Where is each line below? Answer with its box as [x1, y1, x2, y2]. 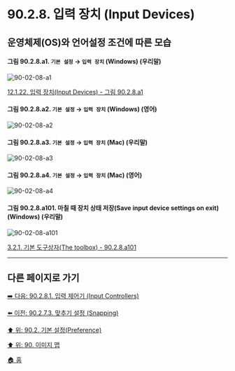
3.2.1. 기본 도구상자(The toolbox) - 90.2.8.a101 [7, 243, 136, 251]
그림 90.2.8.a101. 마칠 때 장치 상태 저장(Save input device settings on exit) [7, 204, 219, 212]
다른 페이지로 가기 [7, 272, 80, 283]
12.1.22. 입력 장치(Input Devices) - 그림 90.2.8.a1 [7, 87, 143, 96]
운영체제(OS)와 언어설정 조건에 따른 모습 [7, 36, 171, 48]
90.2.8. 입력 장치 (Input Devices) [7, 6, 195, 22]
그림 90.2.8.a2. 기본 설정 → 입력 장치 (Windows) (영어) [7, 105, 157, 113]
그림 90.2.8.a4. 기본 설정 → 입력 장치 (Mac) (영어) [7, 171, 142, 179]
